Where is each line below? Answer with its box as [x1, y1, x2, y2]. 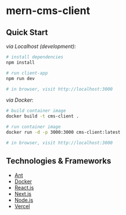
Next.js [14, 190, 32, 197]
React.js [14, 184, 34, 191]
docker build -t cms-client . [6, 113, 80, 119]
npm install [6, 60, 35, 65]
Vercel [14, 203, 30, 210]
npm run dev [6, 75, 35, 81]
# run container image [6, 124, 61, 130]
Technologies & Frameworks [6, 156, 111, 166]
